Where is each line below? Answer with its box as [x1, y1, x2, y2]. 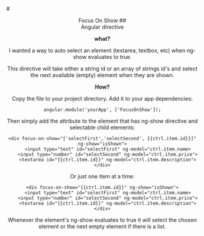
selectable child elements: [69, 124, 135, 131]
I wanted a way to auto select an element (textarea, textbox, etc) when [9, 47, 186, 54]
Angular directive [80, 24, 124, 30]
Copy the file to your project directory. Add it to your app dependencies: [12, 95, 193, 102]
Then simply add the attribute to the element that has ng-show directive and [7, 118, 198, 124]
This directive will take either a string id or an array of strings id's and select [7, 65, 198, 72]
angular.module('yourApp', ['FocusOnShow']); [43, 107, 161, 113]
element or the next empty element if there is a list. [38, 223, 166, 230]
